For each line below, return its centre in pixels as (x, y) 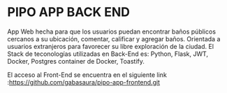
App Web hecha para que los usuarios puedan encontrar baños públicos (112, 31)
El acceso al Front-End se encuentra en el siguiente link (87, 75)
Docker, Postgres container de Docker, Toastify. (76, 61)
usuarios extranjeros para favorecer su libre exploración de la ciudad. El (111, 46)
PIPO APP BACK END (69, 12)
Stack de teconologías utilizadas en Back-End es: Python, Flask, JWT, (108, 54)
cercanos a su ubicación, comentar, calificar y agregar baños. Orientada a (114, 38)
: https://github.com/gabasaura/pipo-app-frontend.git (84, 82)
